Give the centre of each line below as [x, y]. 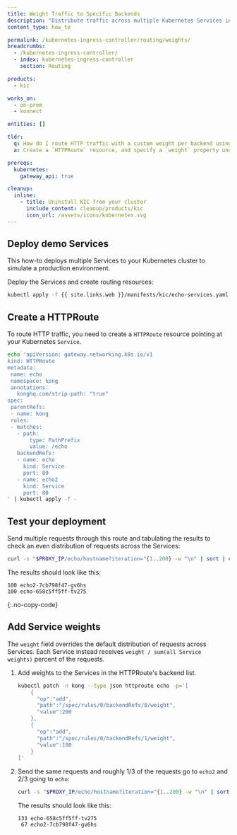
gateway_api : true [47, 176]
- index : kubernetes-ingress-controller [74, 60]
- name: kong [30, 414]
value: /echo [49, 447]
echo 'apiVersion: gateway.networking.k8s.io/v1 [80, 355]
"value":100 [54, 745]
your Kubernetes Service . [44, 342]
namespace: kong [34, 381]
